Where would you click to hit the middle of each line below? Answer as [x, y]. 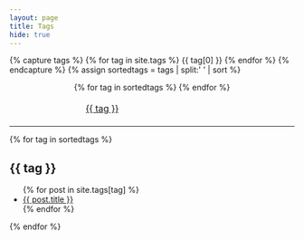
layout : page [34, 18]
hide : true [30, 34]
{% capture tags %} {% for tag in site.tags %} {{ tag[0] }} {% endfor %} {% [149, 61]
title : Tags [32, 26]
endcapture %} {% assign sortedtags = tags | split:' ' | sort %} [125, 70]
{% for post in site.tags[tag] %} [81, 190]
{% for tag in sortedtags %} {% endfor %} [152, 88]
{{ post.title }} [48, 199]
